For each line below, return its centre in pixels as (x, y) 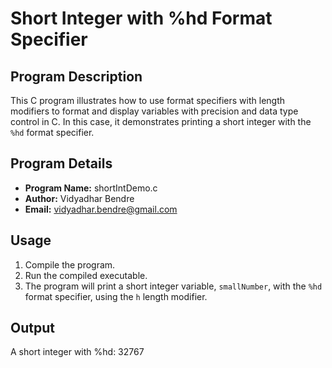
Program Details (61, 163)
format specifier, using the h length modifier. (116, 296)
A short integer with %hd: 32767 (77, 352)
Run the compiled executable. (86, 275)
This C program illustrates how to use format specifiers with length (148, 100)
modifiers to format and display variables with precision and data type (154, 111)
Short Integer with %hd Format (141, 18)
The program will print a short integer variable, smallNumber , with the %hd (173, 286)
